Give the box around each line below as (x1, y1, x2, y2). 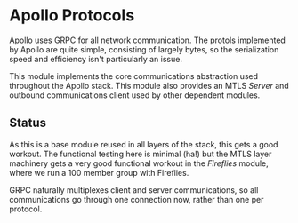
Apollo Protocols (9, 5, 135, 26)
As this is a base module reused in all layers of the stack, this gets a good (9, 139, 278, 149)
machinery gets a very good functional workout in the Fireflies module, (9, 157, 269, 169)
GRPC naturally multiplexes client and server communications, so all (9, 184, 259, 195)
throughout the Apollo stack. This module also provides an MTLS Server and (9, 80, 289, 91)
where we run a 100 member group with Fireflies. (9, 167, 189, 178)
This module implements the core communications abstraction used (9, 70, 259, 81)
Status (9, 115, 47, 131)
